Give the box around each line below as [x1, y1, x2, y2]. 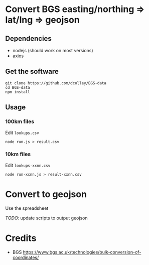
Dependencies [5, 34, 52, 43]
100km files [5, 118, 34, 125]
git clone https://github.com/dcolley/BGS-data [5, 80, 107, 86]
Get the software [5, 67, 59, 76]
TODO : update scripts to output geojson [5, 215, 88, 221]
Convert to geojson [5, 188, 87, 200]
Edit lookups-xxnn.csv [5, 162, 51, 168]
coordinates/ [12, 254, 39, 260]
